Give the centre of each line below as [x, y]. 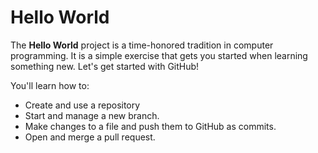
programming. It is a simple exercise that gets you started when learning [159, 55]
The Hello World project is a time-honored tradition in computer [142, 45]
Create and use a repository [82, 105]
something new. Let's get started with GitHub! [105, 66]
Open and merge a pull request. [90, 137]
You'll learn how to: [50, 85]
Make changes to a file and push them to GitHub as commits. [150, 126]
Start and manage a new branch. [92, 115]
